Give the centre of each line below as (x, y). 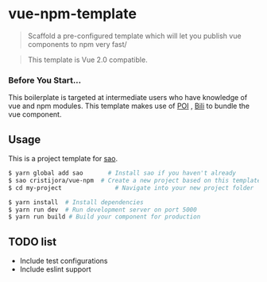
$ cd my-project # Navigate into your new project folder (131, 187)
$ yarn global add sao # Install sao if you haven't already (122, 173)
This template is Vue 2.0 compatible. (88, 60)
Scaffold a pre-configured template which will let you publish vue (134, 36)
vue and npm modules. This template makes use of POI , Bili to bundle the (129, 106)
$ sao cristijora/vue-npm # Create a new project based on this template (135, 180)
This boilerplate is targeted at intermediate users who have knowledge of (128, 98)
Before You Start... (45, 80)
